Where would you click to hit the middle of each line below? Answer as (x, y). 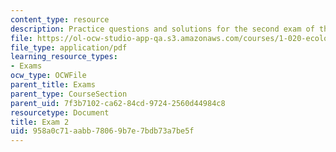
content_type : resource (60, 19)
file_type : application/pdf (69, 47)
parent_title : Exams (53, 85)
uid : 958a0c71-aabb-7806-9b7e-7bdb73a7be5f (102, 131)
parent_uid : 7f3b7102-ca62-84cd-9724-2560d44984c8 (118, 103)
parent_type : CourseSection (69, 94)
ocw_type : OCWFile (48, 76)
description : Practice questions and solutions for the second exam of (162, 29)
